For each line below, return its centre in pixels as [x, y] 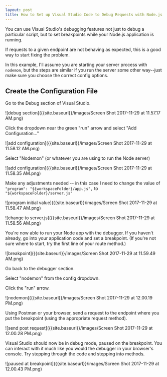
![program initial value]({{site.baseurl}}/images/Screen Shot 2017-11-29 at [81, 203]
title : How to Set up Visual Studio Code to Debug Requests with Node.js [84, 15]
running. [14, 40]
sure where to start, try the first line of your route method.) [66, 244]
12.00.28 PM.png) [24, 334]
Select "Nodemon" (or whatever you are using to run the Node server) [78, 158]
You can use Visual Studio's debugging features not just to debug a [75, 29]
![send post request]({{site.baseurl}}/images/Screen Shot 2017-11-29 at [79, 328]
